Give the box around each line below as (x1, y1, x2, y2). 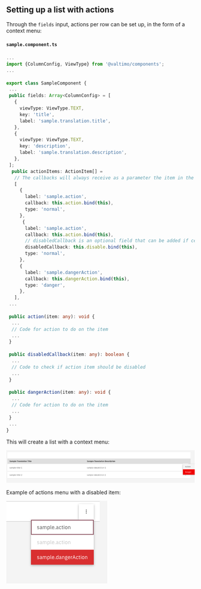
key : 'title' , (19, 111, 55, 117)
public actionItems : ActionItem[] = (11, 168, 103, 174)
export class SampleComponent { (6, 80, 87, 86)
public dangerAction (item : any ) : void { (8, 389, 111, 396)
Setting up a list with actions (6, 5, 114, 15)
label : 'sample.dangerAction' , (25, 269, 103, 275)
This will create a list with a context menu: (6, 438, 109, 445)
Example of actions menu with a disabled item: (6, 489, 121, 496)
